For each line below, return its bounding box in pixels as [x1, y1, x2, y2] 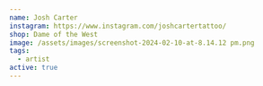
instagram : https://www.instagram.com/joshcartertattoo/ [9, 21, 227, 30]
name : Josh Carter [9, 13, 78, 22]
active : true [9, 64, 58, 73]
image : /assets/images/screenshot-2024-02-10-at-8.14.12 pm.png [9, 38, 255, 47]
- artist [17, 55, 50, 64]
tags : [9, 47, 30, 56]
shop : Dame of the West [9, 30, 99, 39]
